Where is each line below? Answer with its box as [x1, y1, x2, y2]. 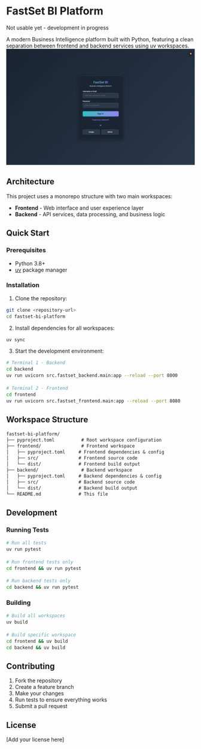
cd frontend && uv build [6, 638, 68, 644]
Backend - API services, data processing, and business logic [14, 210, 166, 217]
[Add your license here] [6, 736, 65, 743]
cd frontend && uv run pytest [6, 565, 82, 571]
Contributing [6, 661, 55, 672]
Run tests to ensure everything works [14, 696, 108, 703]
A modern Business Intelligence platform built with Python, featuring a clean [6, 35, 194, 43]
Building [6, 599, 31, 607]
